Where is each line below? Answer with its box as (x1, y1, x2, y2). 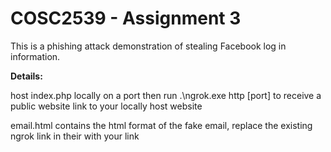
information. (10, 50, 61, 62)
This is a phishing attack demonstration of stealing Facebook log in (10, 40, 287, 52)
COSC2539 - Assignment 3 (10, 7, 242, 30)
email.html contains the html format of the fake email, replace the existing (10, 119, 313, 131)
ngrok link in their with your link (10, 130, 140, 142)
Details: (10, 70, 43, 82)
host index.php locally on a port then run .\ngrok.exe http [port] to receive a (10, 89, 322, 101)
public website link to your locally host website (10, 100, 203, 112)
